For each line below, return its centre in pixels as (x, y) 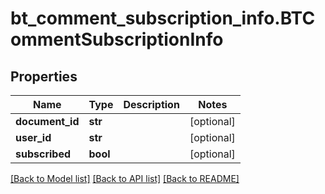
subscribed (43, 154)
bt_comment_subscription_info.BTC (163, 18)
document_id (47, 121)
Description (151, 104)
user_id (33, 137)
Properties (44, 76)
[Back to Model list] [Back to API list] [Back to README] (125, 178)
